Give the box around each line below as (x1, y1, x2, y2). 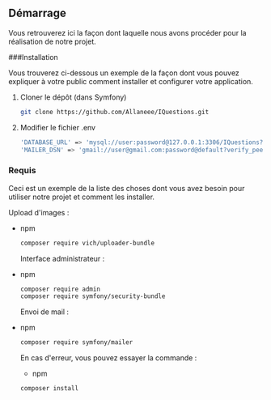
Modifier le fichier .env (19, 122, 95, 132)
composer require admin (19, 285, 101, 293)
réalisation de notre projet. (8, 36, 97, 46)
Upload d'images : (8, 207, 70, 217)
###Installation (8, 52, 58, 62)
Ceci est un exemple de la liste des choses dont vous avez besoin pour (8, 183, 245, 193)
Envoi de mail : (19, 307, 70, 317)
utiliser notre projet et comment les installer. (8, 192, 155, 202)
